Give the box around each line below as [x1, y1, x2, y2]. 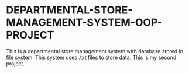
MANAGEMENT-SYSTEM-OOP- [6, 16, 163, 29]
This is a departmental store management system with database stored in [6, 47, 183, 54]
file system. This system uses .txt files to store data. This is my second [6, 54, 177, 61]
